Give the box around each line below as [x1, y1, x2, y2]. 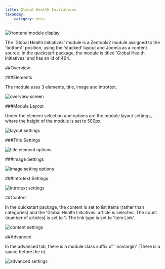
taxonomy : [5, 12, 26, 17]
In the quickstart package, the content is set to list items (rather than [5, 204, 144, 210]
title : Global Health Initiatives [5, 7, 77, 12]
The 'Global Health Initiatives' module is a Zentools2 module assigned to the [5, 40, 160, 45]
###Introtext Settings [5, 176, 48, 181]
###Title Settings [5, 137, 41, 143]
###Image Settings [5, 156, 44, 162]
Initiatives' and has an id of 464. [5, 55, 71, 61]
